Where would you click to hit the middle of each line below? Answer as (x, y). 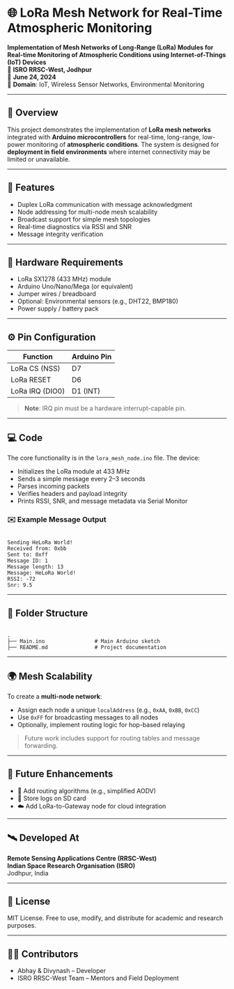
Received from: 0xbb (37, 549)
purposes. (22, 926)
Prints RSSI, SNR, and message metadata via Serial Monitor (102, 501)
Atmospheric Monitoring (80, 28)
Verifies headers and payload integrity (72, 493)
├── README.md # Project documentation (87, 648)
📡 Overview (33, 113)
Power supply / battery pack (58, 309)
